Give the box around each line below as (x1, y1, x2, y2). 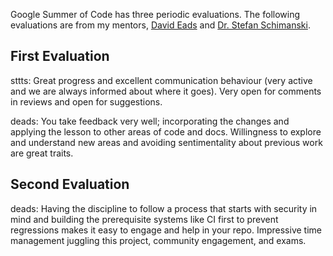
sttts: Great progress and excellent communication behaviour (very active (10, 74, 313, 86)
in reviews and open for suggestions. (10, 95, 163, 108)
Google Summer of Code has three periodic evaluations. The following (10, 9, 301, 20)
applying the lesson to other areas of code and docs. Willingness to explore (10, 125, 322, 138)
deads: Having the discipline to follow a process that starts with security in (10, 202, 318, 214)
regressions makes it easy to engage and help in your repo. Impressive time (10, 224, 322, 236)
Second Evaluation (10, 176, 130, 193)
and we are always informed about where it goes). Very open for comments (10, 85, 322, 97)
